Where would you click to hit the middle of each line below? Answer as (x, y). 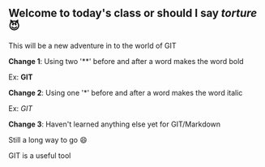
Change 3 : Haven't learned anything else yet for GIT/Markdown (115, 124)
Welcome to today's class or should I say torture (133, 13)
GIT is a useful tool (40, 155)
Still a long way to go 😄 (48, 139)
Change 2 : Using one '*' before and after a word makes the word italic (126, 92)
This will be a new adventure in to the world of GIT (92, 45)
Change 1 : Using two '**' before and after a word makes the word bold (126, 61)
